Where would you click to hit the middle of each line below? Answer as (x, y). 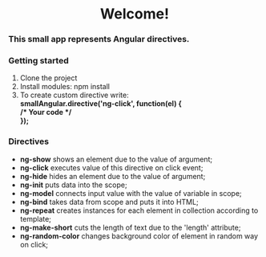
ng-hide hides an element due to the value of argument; (113, 176)
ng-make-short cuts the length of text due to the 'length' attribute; (130, 227)
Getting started (39, 61)
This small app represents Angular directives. (99, 39)
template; (36, 218)
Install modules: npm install (65, 87)
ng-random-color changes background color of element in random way (139, 236)
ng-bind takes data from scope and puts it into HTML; (109, 202)
